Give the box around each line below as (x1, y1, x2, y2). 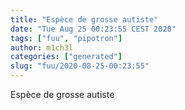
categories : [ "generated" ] (10, 52, 123, 62)
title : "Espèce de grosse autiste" (10, 14, 159, 25)
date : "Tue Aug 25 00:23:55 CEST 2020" (10, 24, 177, 34)
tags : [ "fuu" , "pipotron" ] (10, 33, 123, 43)
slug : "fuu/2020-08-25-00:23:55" (10, 61, 150, 71)
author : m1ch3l (10, 42, 74, 53)
